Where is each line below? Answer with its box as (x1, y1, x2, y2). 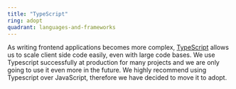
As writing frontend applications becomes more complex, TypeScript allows (7, 43, 230, 52)
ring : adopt (7, 17, 43, 24)
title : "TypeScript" (7, 10, 69, 18)
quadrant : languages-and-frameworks (7, 23, 116, 31)
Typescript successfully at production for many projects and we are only (7, 58, 220, 67)
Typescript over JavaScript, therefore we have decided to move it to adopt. (7, 73, 227, 82)
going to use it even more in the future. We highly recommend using (7, 66, 207, 75)
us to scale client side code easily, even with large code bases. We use (7, 51, 215, 59)
